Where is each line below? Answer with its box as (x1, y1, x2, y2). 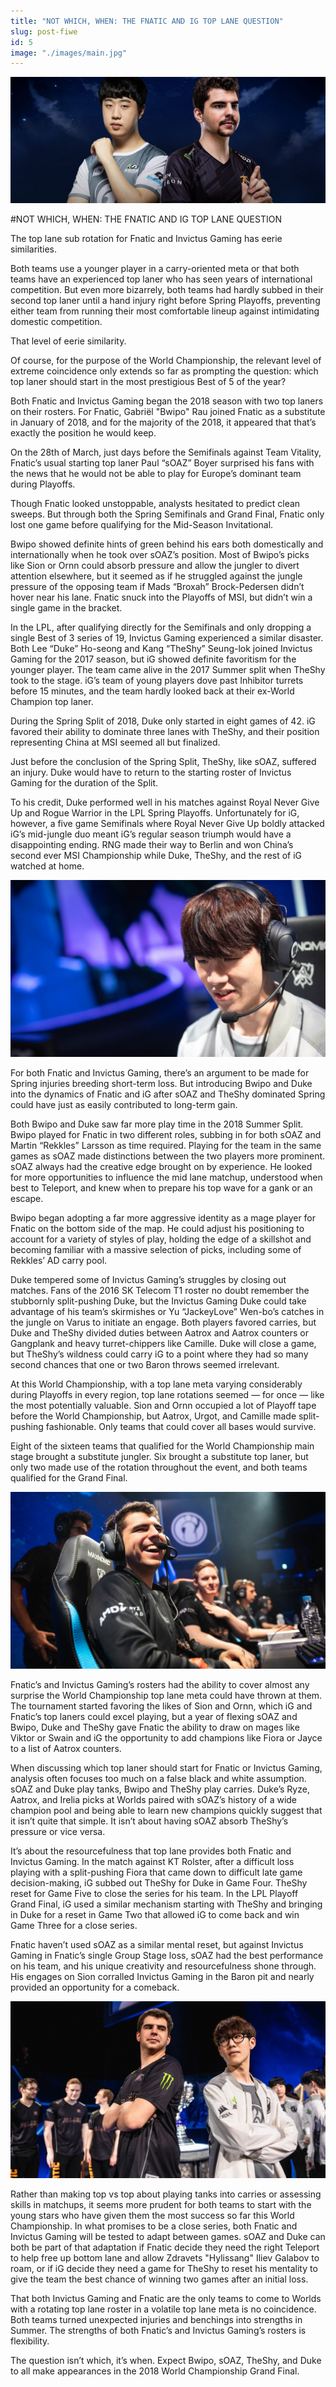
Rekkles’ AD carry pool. (10, 1255, 108, 1267)
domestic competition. (10, 316, 103, 328)
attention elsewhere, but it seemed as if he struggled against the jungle (10, 570, 303, 582)
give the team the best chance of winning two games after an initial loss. (10, 2273, 309, 2285)
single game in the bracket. (10, 602, 123, 614)
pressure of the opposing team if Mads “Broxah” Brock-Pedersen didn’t (10, 581, 305, 593)
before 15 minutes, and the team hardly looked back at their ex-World (10, 685, 295, 697)
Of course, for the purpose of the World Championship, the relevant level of (10, 355, 322, 367)
